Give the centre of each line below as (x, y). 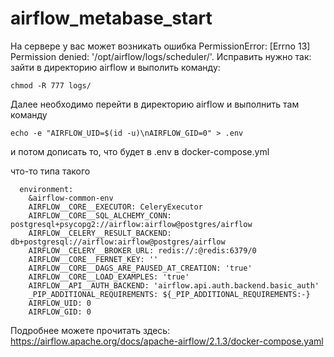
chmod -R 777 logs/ (51, 85)
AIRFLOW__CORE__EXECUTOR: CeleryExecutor (115, 207)
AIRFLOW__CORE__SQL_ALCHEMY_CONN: (100, 215)
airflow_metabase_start (111, 18)
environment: (46, 189)
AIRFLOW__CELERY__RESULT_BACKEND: (100, 233)
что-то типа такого (50, 171)
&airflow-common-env (71, 198)
